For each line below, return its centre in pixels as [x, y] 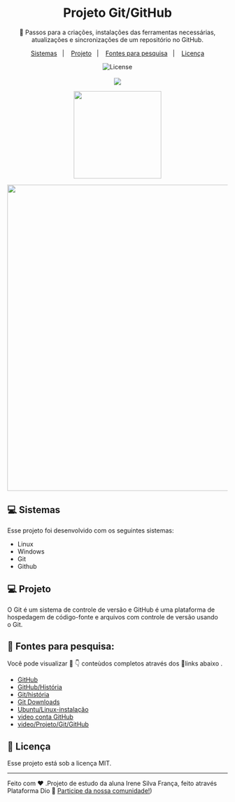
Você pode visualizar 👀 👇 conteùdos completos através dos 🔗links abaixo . [115, 663]
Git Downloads [38, 702]
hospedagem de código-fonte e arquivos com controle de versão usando [113, 617]
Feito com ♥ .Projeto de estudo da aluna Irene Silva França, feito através [112, 783]
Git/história [33, 695]
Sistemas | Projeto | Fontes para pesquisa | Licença [117, 53]
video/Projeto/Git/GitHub [53, 724]
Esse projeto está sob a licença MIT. [59, 764]
